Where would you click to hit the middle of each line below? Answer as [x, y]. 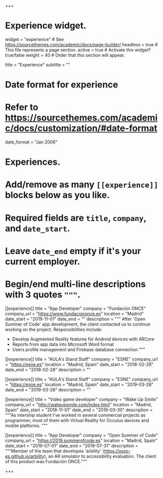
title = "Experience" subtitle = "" [38, 64]
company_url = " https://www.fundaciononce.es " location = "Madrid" [75, 313]
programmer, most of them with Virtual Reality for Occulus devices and [77, 420]
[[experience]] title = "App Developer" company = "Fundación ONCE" [76, 308]
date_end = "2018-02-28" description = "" [48, 370]
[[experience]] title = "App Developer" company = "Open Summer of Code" [81, 435]
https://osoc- [117, 451]
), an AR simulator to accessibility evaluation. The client [100, 456]
